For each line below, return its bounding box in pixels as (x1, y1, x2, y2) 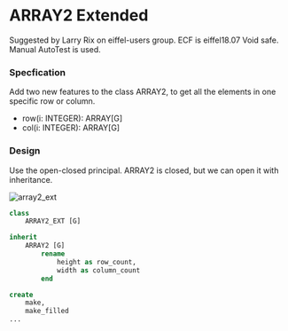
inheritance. (9, 174, 53, 185)
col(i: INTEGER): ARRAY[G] (21, 122, 121, 133)
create (9, 290, 34, 299)
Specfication (9, 66, 66, 78)
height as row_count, (56, 257, 137, 266)
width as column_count (56, 265, 141, 275)
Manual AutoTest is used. (9, 43, 102, 54)
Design (9, 145, 41, 157)
